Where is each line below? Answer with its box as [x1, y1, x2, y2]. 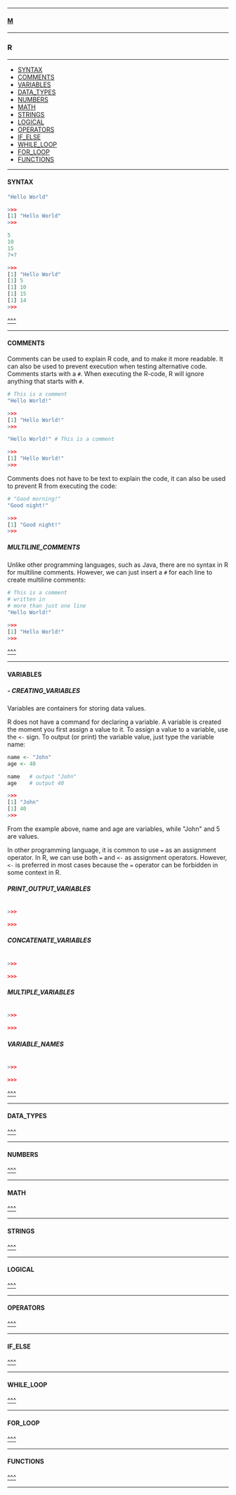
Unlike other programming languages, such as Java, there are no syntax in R [7, 561, 228, 569]
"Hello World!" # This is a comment [7, 436, 114, 443]
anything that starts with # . [7, 377, 84, 386]
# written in [7, 596, 46, 603]
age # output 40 [7, 780, 65, 787]
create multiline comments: [7, 575, 86, 584]
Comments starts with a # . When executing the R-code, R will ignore [7, 370, 204, 378]
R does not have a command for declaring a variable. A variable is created [7, 718, 221, 726]
